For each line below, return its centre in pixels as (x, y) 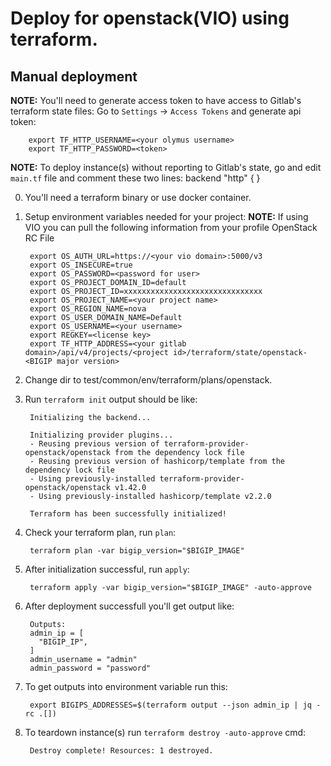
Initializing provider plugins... (101, 435)
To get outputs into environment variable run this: (126, 686)
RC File (39, 238)
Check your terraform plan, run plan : (100, 532)
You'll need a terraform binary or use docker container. (138, 197)
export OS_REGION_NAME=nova (88, 309)
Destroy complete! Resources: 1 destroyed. (121, 751)
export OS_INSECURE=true (81, 265)
